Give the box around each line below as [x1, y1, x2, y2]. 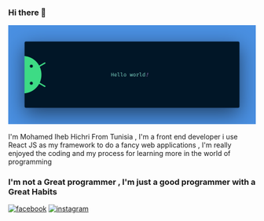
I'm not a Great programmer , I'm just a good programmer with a [8, 176, 256, 187]
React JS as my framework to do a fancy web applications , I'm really [8, 140, 232, 150]
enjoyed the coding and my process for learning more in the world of [8, 148, 231, 158]
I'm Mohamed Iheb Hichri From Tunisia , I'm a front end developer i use [8, 132, 238, 141]
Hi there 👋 [8, 7, 47, 18]
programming [8, 157, 53, 166]
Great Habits [8, 186, 57, 197]
